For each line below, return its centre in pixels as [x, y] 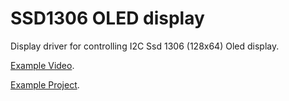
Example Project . [45, 84]
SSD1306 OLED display [107, 18]
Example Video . [42, 65]
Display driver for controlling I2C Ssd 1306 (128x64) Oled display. [145, 46]
